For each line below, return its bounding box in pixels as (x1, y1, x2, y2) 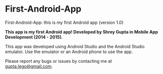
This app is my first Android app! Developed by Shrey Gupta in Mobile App (5, 29, 158, 35)
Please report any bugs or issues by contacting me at (5, 58, 112, 64)
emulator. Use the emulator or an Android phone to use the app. (5, 49, 133, 55)
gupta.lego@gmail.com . (5, 63, 53, 69)
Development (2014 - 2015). (5, 34, 63, 40)
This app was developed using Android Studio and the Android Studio (5, 43, 145, 49)
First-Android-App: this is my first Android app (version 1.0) (5, 19, 124, 25)
